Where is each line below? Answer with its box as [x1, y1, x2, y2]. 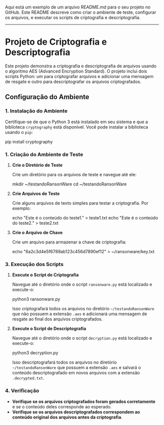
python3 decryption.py [12, 350, 59, 356]
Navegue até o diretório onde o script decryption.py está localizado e [12, 335, 152, 341]
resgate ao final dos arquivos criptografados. [12, 316, 103, 322]
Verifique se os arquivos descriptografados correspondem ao [12, 409, 140, 415]
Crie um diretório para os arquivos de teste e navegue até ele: [12, 171, 137, 177]
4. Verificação [5, 387, 40, 394]
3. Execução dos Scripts [5, 261, 64, 267]
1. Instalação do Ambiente [5, 107, 68, 114]
